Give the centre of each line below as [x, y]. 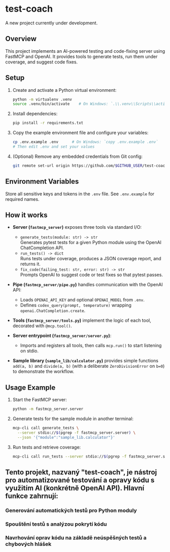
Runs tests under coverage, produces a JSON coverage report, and [91, 259]
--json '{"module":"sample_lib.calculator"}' [66, 437]
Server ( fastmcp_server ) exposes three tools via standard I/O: [77, 227]
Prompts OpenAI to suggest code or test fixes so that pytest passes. [92, 275]
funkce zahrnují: [32, 496]
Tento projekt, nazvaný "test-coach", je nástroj [81, 472]
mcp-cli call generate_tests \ [46, 428]
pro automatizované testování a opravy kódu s [80, 480]
